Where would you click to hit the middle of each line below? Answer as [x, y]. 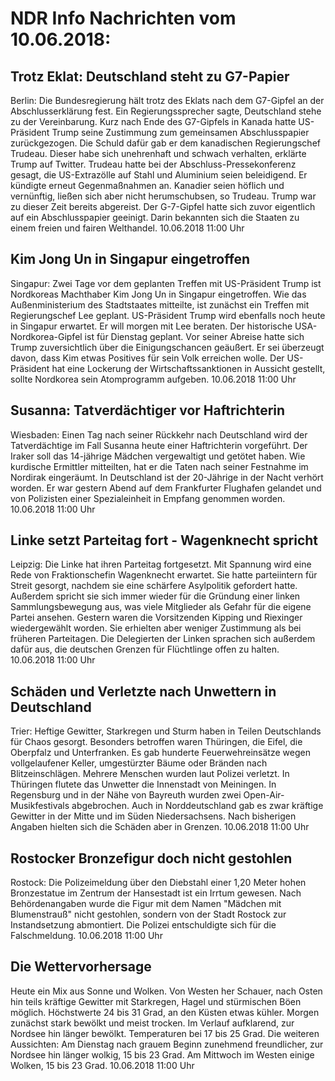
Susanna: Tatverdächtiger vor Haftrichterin [148, 410]
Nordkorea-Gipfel [46, 336]
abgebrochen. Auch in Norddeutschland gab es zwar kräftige [197, 806]
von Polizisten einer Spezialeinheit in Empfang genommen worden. [148, 498]
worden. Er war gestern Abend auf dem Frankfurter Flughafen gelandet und [166, 488]
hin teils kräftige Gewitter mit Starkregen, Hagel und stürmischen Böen [156, 1001]
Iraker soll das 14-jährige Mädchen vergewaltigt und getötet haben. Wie [158, 456]
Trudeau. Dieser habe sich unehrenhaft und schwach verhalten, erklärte [158, 153]
